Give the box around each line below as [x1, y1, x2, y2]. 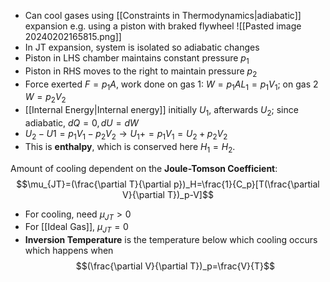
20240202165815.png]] [24, 31, 122, 42]
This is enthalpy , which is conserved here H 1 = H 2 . [24, 140, 236, 155]
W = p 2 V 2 [24, 91, 67, 105]
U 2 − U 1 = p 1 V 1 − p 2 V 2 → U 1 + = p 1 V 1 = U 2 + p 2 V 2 [24, 127, 228, 142]
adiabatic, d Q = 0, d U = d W [24, 116, 139, 129]
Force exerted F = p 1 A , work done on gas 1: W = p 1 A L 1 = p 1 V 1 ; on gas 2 [24, 78, 319, 92]
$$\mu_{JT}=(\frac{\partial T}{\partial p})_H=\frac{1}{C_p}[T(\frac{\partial [16, 178, 320, 190]
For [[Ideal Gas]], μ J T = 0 [24, 221, 129, 235]
